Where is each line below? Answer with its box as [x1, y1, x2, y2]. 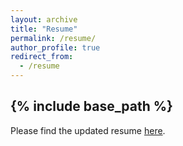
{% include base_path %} [10, 98, 173, 115]
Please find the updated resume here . [10, 124, 166, 136]
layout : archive [10, 14, 78, 25]
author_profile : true [10, 42, 101, 53]
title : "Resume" [10, 24, 78, 34]
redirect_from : [10, 52, 74, 62]
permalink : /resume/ [10, 33, 97, 43]
